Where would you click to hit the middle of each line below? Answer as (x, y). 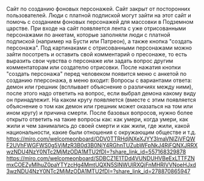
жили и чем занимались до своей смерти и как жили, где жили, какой (98, 126)
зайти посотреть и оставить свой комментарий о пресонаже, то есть (97, 54)
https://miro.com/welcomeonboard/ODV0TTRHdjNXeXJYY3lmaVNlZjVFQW (101, 139)
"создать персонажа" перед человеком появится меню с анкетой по (97, 74)
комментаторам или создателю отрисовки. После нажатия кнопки (93, 67)
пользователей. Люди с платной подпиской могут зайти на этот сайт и (99, 15)
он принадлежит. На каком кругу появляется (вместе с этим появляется (101, 100)
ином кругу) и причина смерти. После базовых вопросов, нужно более (100, 113)
